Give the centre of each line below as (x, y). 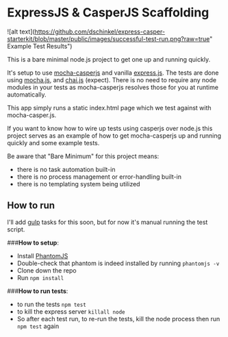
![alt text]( (21, 32)
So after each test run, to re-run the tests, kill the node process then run (118, 319)
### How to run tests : (38, 291)
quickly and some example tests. (53, 142)
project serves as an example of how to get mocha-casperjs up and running (114, 136)
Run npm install (40, 277)
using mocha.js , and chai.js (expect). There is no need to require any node (112, 79)
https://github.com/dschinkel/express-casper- (100, 32)
